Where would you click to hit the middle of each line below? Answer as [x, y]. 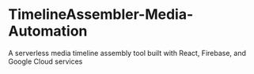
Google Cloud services [45, 61]
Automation [48, 31]
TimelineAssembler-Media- [101, 15]
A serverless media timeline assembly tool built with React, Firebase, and [127, 53]
